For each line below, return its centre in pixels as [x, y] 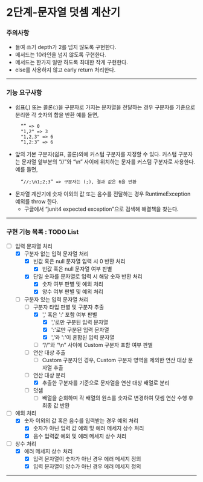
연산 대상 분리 [49, 375]
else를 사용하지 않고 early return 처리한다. [65, 70]
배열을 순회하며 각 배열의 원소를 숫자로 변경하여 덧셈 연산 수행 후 [118, 398]
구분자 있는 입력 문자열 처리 [56, 299]
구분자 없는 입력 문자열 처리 [56, 254]
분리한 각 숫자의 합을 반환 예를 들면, [57, 114]
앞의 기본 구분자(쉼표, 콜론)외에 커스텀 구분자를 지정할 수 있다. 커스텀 [96, 154]
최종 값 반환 [56, 406]
